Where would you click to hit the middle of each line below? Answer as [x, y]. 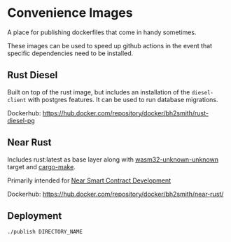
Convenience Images [70, 13]
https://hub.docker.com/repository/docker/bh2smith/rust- [125, 113]
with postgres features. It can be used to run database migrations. [123, 99]
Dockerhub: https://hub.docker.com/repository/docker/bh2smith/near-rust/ [115, 194]
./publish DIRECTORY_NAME [45, 232]
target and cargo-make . [41, 166]
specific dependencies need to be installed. [70, 53]
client [17, 100]
